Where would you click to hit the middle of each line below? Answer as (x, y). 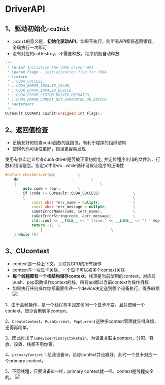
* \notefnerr (21, 104)
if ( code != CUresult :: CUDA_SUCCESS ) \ (79, 193)
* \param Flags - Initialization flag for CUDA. (58, 72)
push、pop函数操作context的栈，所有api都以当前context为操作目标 (81, 282)
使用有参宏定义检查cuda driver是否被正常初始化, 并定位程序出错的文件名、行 (83, 159)
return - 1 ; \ (46, 225)
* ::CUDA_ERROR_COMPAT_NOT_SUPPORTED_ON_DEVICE (57, 100)
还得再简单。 (18, 328)
